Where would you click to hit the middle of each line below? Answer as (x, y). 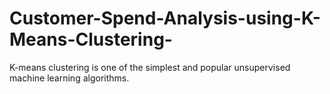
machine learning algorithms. (69, 78)
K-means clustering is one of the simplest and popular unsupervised (150, 67)
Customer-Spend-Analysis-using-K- (165, 18)
